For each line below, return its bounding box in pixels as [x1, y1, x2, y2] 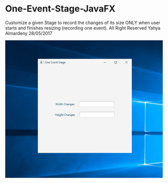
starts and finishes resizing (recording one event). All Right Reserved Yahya [5, 25, 161, 31]
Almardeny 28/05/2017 [5, 30, 52, 36]
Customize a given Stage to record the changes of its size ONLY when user [5, 20, 160, 26]
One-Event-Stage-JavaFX [5, 3, 116, 15]
